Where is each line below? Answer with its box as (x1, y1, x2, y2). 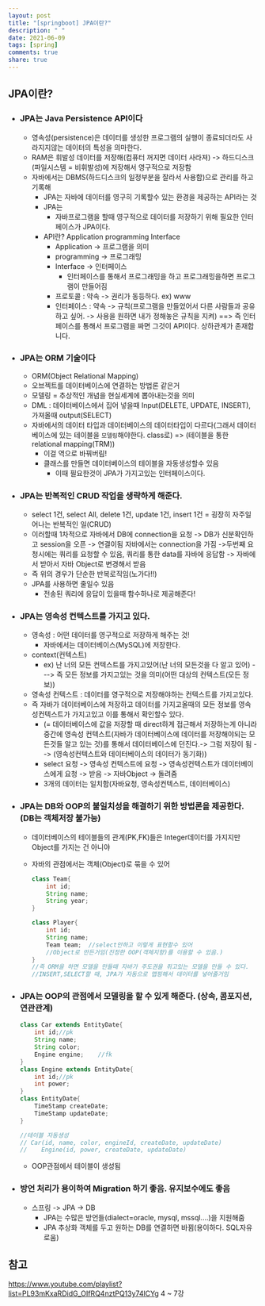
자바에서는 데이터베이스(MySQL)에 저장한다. (43, 640, 180, 650)
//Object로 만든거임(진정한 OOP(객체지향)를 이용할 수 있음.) (46, 948, 224, 956)
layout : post (8, 11, 51, 20)
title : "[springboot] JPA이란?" (8, 19, 112, 27)
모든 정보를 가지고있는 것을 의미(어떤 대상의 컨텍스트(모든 (64, 670, 241, 679)
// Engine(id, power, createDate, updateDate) (19, 1146, 187, 1154)
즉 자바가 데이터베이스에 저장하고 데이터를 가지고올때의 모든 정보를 (31, 700, 237, 709)
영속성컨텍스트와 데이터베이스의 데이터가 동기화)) (55, 749, 207, 759)
